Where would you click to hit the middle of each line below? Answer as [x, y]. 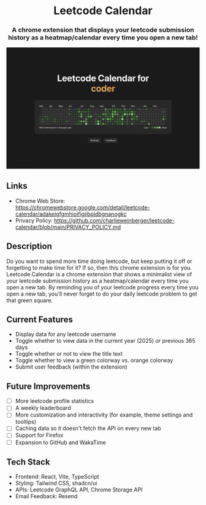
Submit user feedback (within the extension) [71, 367]
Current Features [40, 319]
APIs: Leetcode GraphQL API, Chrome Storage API [79, 490]
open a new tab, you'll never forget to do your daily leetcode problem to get [102, 294]
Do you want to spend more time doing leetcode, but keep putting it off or [99, 261]
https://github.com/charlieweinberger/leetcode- [114, 220]
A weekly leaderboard [43, 408]
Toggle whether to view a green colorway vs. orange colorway [94, 361]
